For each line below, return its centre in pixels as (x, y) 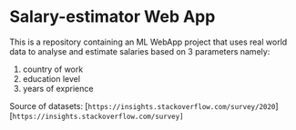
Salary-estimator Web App (112, 17)
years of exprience (58, 88)
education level (51, 78)
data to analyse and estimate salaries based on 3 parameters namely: (140, 51)
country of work (53, 69)
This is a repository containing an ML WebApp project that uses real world (148, 42)
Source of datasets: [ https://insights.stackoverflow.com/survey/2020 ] (144, 105)
